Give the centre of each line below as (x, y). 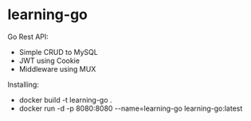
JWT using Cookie (49, 60)
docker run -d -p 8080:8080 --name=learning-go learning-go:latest (131, 108)
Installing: (23, 84)
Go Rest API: (28, 37)
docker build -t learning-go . (65, 100)
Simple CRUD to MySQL (59, 52)
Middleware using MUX (57, 68)
